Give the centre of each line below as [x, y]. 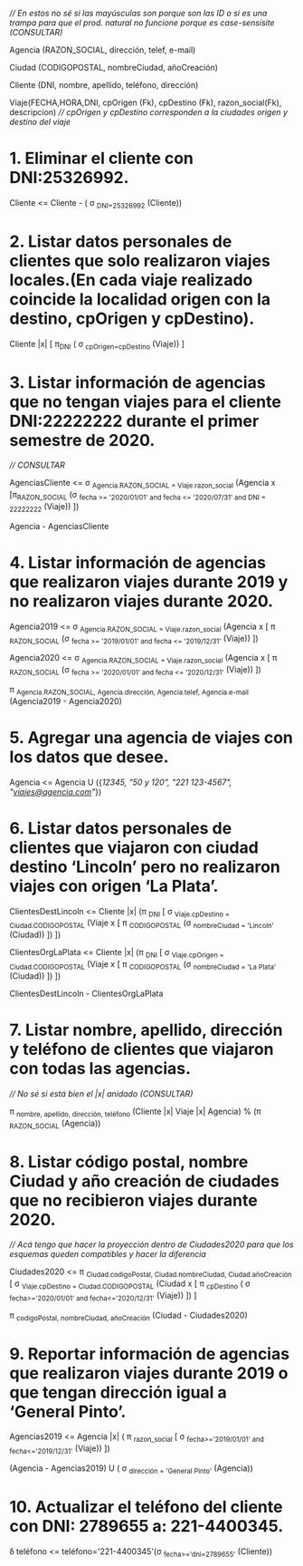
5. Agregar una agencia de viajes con [151, 737]
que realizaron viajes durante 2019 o [149, 1373]
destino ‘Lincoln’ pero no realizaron [145, 867]
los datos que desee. [89, 757]
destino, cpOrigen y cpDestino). [132, 319]
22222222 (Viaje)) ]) [44, 507]
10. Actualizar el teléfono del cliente [146, 1507]
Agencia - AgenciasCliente [59, 526]
